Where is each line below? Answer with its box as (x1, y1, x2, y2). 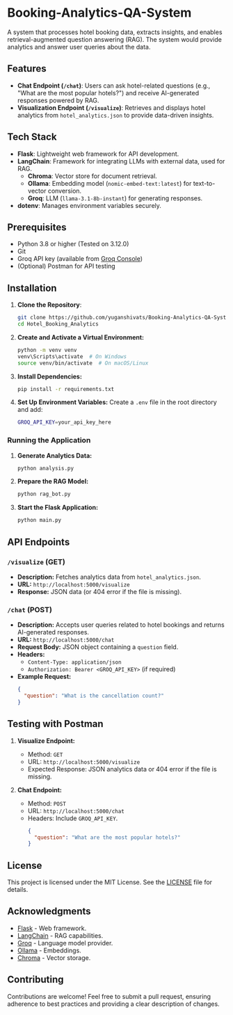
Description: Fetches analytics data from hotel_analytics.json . (17, 573, 202, 581)
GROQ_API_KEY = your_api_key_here (17, 419, 111, 426)
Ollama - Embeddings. (17, 946, 81, 954)
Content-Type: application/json (27, 659, 122, 666)
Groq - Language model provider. (17, 938, 113, 947)
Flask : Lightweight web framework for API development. (17, 150, 179, 158)
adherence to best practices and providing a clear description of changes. (7, 1000, 220, 1008)
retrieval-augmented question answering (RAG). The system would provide (7, 35, 223, 43)
